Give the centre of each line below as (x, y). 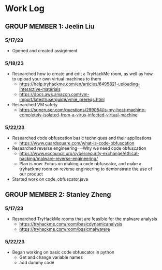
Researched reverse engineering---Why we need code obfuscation (79, 148)
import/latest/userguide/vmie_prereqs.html (62, 99)
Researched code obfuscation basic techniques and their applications (81, 138)
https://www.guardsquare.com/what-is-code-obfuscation (77, 143)
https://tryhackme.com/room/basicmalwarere (65, 229)
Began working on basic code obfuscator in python (63, 252)
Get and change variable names (51, 257)
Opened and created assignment (45, 50)
